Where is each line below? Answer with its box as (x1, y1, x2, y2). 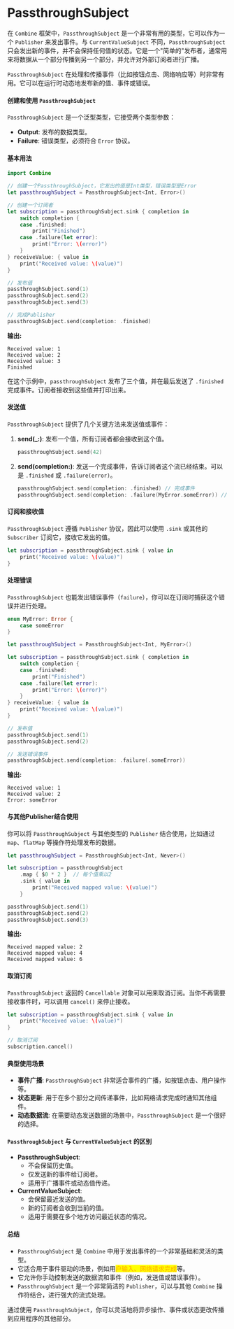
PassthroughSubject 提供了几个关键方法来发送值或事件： (7, 420, 170, 428)
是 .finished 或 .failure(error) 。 (17, 471, 117, 479)
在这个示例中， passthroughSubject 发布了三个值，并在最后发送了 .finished (7, 376, 224, 385)
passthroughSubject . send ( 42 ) (17, 449, 103, 456)
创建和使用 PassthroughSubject (7, 96, 96, 104)
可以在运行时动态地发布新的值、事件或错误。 (25, 78, 154, 87)
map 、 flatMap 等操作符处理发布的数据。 (7, 838, 120, 846)
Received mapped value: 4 (7, 950, 82, 957)
